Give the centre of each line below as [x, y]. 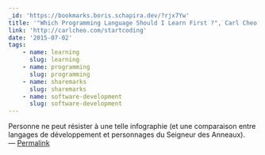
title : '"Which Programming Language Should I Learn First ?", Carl [124, 23]
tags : [17, 45]
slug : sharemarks [58, 89]
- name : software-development [73, 96]
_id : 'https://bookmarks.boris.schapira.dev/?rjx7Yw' [99, 15]
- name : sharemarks [55, 81]
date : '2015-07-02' [40, 38]
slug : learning [54, 60]
